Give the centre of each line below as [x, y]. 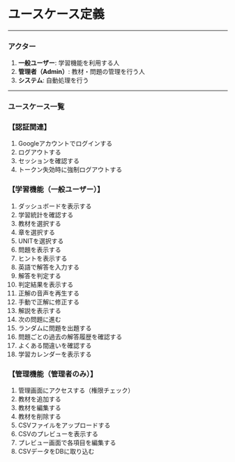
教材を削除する [39, 417]
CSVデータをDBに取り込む [56, 452]
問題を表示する [39, 249]
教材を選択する [39, 223]
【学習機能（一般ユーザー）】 [56, 190]
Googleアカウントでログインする [65, 144]
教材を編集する [39, 408]
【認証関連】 [30, 128]
